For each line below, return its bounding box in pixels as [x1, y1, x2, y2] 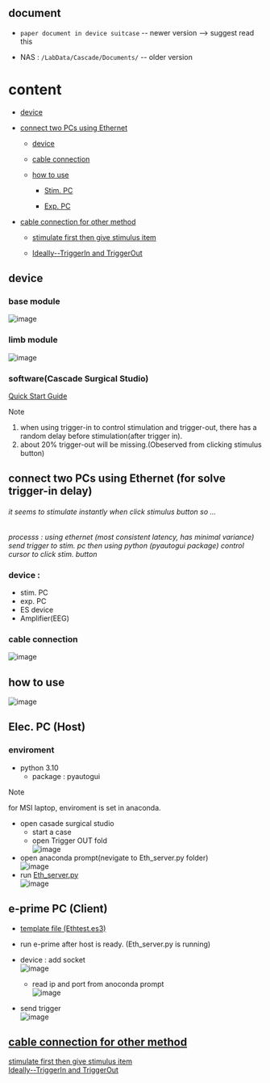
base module [8, 296, 60, 307]
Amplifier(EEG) [19, 613, 70, 623]
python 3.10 [19, 763, 59, 773]
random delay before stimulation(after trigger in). [19, 432, 183, 441]
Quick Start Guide [8, 391, 68, 401]
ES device [19, 605, 54, 614]
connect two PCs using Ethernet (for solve [8, 472, 226, 486]
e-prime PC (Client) [8, 902, 108, 916]
